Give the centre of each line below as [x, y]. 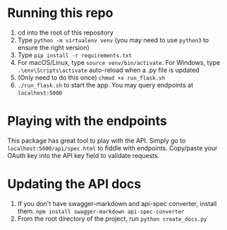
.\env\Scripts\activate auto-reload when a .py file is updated [108, 70]
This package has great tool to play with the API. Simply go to [97, 140]
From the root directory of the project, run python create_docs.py [112, 218]
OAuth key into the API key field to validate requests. [84, 155]
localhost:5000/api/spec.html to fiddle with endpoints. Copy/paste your [112, 148]
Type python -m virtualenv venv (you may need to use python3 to [113, 40]
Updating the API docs [74, 184]
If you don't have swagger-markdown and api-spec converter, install [117, 203]
